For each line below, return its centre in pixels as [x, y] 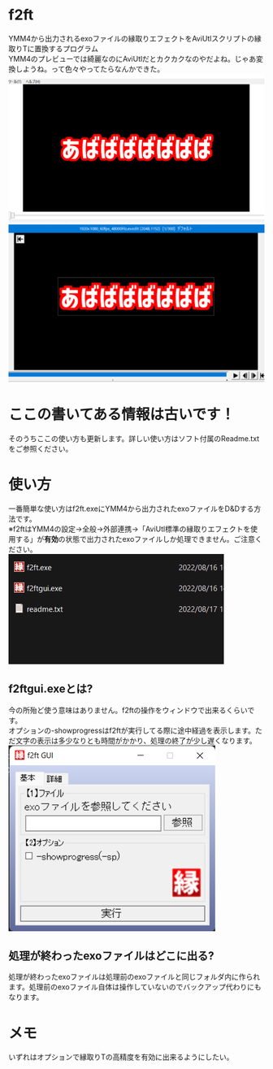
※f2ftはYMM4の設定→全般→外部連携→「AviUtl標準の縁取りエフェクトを [130, 529]
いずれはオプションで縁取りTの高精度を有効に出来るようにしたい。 [121, 1057]
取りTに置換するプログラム [54, 48]
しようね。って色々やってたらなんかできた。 [90, 69]
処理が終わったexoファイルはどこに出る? [111, 956]
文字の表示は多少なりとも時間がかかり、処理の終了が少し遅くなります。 [136, 740]
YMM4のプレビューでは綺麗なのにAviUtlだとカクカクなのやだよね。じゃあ [132, 58]
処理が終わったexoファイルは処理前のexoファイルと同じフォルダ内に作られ [134, 977]
